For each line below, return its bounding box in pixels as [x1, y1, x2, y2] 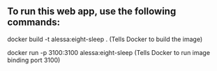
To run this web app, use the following [7, 6, 177, 17]
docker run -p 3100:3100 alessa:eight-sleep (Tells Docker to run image [7, 48, 211, 56]
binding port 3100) [7, 56, 61, 64]
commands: [7, 17, 61, 29]
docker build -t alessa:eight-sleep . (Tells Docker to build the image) [7, 35, 203, 43]
